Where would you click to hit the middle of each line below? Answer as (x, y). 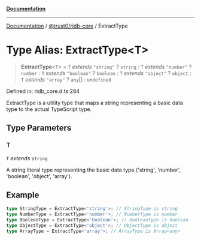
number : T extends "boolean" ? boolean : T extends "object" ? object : (106, 73)
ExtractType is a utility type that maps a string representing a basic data (95, 103)
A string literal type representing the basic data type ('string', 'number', (94, 170)
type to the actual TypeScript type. (49, 109)
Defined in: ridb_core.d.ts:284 (43, 91)
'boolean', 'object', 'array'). (39, 176)
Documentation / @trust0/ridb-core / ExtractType (67, 26)
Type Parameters (39, 128)
